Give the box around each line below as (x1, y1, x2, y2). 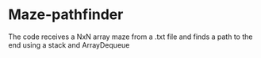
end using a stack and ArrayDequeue (8, 40, 130, 49)
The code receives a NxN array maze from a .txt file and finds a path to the (8, 32, 253, 41)
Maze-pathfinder (8, 6, 124, 24)
